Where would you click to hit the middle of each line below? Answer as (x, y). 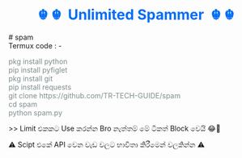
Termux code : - (35, 45)
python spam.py (36, 112)
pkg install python (38, 61)
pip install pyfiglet (38, 69)
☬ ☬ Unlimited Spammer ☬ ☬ (136, 15)
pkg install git (31, 78)
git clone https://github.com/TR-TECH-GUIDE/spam (94, 95)
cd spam (23, 104)
